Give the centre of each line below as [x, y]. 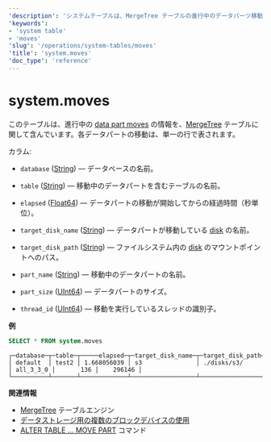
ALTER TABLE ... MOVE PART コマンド [83, 430]
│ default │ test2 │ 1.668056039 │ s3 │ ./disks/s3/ [126, 363]
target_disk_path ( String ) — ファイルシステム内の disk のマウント [130, 247]
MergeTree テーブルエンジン [67, 410]
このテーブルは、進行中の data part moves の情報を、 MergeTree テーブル [130, 124]
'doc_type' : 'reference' [50, 61]
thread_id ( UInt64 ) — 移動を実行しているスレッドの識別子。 [120, 308]
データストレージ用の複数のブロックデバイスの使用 [105, 419]
